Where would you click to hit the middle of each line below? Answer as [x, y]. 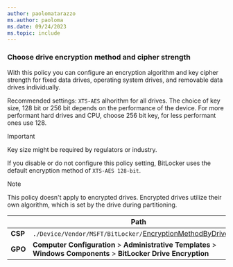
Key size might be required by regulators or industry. [82, 149]
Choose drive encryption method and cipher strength [99, 58]
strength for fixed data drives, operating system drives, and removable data [115, 80]
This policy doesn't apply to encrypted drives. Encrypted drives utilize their [114, 197]
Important [21, 136]
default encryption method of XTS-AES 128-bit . [74, 170]
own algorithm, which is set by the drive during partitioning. [92, 205]
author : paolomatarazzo [42, 14]
